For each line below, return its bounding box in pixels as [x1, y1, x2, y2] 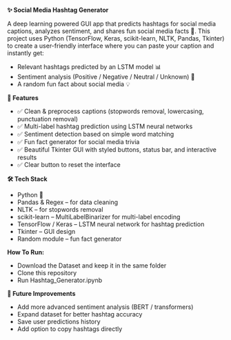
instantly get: [7, 49, 45, 57]
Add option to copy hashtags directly [17, 325, 123, 333]
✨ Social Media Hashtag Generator [7, 6, 109, 14]
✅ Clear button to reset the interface [17, 161, 121, 168]
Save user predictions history [17, 317, 101, 326]
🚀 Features [7, 94, 39, 102]
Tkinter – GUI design [17, 228, 76, 235]
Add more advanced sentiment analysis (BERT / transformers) [17, 303, 194, 311]
